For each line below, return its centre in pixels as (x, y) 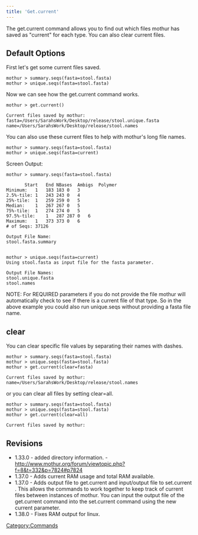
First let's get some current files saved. (54, 67)
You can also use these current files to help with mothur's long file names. (96, 137)
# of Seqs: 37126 (27, 226)
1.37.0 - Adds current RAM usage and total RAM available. (85, 476)
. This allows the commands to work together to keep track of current (99, 489)
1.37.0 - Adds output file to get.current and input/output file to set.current (103, 483)
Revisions (24, 443)
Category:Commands (32, 526)
